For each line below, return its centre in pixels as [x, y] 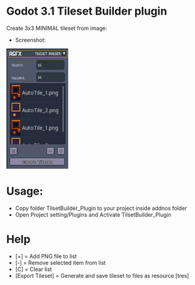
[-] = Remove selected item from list [60, 262]
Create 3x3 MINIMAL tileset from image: [57, 28]
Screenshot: [30, 40]
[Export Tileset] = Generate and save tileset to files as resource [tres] [102, 275]
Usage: [25, 191]
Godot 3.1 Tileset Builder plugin [87, 11]
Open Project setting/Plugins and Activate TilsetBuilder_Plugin [93, 214]
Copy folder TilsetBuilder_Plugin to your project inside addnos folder [101, 208]
